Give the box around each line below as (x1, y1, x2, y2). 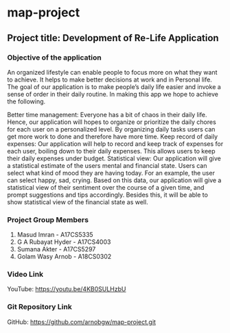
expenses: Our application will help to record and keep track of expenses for (7, 139, 224, 148)
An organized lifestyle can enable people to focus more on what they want (7, 68, 218, 76)
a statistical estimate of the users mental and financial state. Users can (7, 161, 207, 169)
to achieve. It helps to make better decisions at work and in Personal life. (7, 75, 213, 84)
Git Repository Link (7, 302, 72, 312)
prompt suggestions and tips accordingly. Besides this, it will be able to (7, 190, 208, 199)
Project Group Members (7, 214, 89, 224)
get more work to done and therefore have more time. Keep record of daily (7, 132, 218, 140)
